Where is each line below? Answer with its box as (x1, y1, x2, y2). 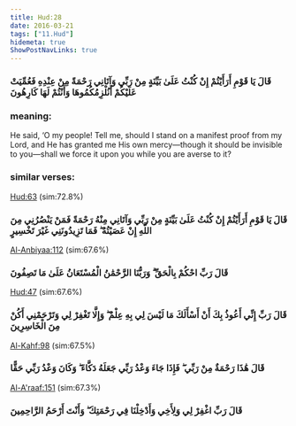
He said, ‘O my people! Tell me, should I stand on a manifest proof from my (10, 130, 283, 141)
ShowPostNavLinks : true (10, 46, 98, 55)
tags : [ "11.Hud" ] (10, 29, 74, 38)
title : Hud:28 (10, 12, 63, 22)
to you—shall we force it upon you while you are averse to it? (10, 149, 232, 159)
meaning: (10, 110, 52, 122)
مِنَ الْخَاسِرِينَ (10, 320, 60, 332)
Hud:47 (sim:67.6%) (10, 287, 83, 298)
